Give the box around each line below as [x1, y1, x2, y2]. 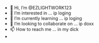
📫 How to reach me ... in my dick [9, 26, 79, 32]
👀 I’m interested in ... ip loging [9, 10, 71, 16]
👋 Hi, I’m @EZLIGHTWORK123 [9, 5, 72, 10]
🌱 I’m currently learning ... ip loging [9, 15, 82, 21]
